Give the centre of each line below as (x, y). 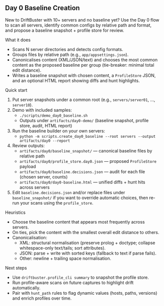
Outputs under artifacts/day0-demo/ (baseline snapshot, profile (84, 120)
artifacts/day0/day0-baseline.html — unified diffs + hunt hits (82, 182)
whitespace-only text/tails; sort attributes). (63, 248)
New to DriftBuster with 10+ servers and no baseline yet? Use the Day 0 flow (82, 20)
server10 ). (23, 104)
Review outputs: (28, 145)
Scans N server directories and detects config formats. (68, 49)
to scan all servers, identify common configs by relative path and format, (78, 25)
